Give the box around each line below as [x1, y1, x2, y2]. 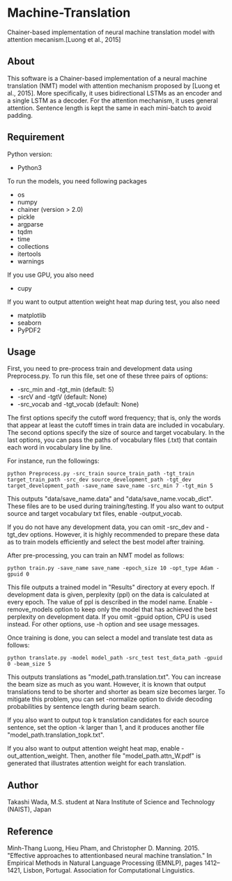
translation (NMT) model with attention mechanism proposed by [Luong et [7, 82, 221, 90]
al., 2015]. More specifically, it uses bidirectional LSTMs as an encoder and [7, 89, 222, 97]
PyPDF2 [17, 325, 41, 334]
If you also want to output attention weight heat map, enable [7, 744, 180, 753]
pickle [17, 213, 35, 221]
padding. [7, 111, 33, 119]
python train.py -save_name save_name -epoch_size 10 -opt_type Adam [7, 565, 214, 572]
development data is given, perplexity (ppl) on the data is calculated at [7, 590, 210, 599]
